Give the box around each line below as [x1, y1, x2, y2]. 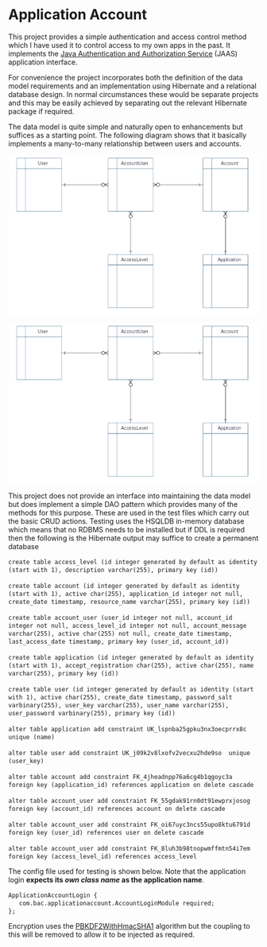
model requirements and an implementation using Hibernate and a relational [8, 81, 257, 91]
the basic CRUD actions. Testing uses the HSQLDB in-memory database [8, 516, 245, 526]
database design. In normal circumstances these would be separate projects [8, 89, 259, 99]
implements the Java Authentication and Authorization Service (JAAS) [8, 49, 238, 58]
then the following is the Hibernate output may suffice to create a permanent [8, 533, 259, 543]
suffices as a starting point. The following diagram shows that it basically [8, 130, 247, 140]
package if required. [8, 106, 75, 116]
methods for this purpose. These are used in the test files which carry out [8, 508, 250, 517]
